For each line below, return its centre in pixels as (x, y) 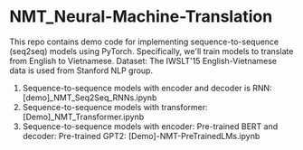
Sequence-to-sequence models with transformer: (115, 107)
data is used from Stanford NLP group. (81, 70)
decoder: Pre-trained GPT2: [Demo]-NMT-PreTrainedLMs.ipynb (141, 136)
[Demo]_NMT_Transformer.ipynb (83, 117)
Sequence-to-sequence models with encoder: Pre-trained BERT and (150, 126)
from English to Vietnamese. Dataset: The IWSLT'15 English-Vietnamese (143, 61)
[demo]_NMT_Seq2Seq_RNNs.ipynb (90, 98)
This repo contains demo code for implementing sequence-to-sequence (144, 42)
